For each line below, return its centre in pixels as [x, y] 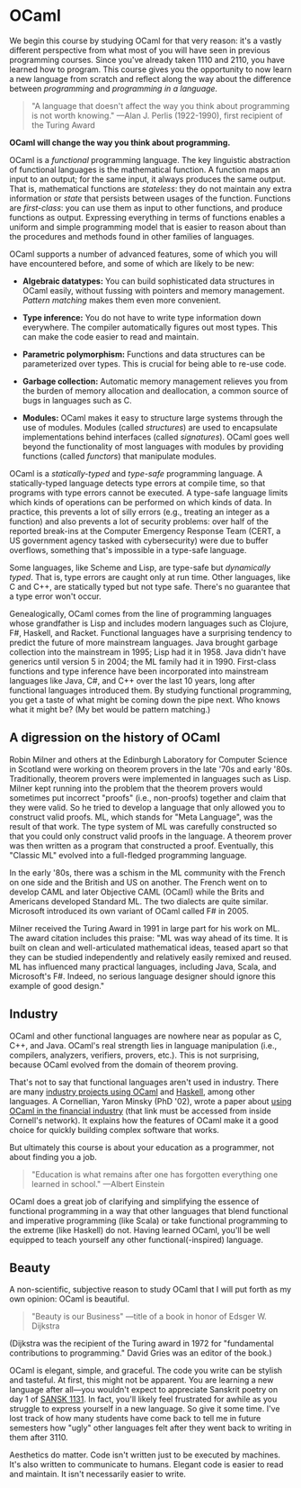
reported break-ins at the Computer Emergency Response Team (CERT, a [145, 531]
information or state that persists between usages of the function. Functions [150, 198]
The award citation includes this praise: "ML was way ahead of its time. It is [149, 938]
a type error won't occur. [55, 596]
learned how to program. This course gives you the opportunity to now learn [150, 69]
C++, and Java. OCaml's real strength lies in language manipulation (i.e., [143, 1045]
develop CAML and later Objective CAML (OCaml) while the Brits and [137, 892]
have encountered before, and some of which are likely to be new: [132, 263]
